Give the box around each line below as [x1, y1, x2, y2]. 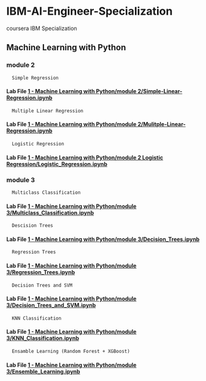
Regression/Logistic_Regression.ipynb [6, 160, 108, 167]
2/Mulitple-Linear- [137, 121, 186, 128]
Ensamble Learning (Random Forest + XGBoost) [12, 348, 131, 354]
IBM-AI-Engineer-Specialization [6, 4, 173, 18]
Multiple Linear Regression [12, 107, 84, 114]
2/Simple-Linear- [137, 88, 183, 95]
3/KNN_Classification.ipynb [6, 334, 80, 342]
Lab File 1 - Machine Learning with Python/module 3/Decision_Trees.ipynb [6, 235, 200, 243]
